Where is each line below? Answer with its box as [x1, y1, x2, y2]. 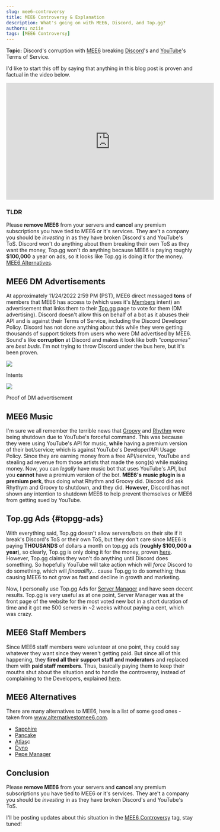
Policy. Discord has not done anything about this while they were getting [6, 324, 183, 331]
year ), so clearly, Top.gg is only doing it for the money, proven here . [6, 548, 173, 555]
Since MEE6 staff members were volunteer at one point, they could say [6, 643, 180, 650]
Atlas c [14, 738, 31, 745]
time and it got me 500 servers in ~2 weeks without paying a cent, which [6, 604, 184, 611]
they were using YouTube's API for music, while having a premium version [6, 440, 188, 447]
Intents [6, 371, 23, 379]
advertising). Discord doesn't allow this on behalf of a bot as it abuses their [6, 311, 190, 318]
